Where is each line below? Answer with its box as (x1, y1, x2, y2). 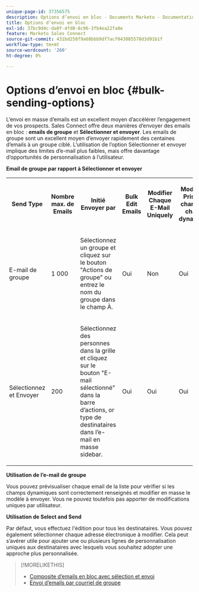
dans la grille (79, 346, 115, 354)
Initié (91, 196, 105, 204)
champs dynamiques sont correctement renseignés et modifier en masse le (6, 489, 191, 496)
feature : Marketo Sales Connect (6, 31, 86, 37)
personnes (79, 339, 110, 347)
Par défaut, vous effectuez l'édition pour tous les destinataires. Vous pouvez (6, 524, 192, 532)
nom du (79, 288, 102, 296)
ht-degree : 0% (6, 53, 41, 59)
